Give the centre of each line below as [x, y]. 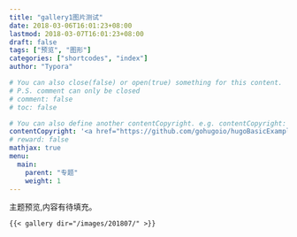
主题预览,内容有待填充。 [53, 207]
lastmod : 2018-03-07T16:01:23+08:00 [76, 34]
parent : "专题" [52, 172]
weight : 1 [43, 181]
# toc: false [33, 107]
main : [27, 164]
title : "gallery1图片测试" [56, 17]
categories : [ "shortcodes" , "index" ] [79, 58]
